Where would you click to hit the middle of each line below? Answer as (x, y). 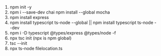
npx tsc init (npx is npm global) (40, 38)
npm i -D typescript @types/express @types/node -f (63, 33)
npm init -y (20, 7)
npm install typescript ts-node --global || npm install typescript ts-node (81, 22)
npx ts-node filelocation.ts (36, 48)
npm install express (29, 17)
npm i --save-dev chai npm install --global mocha (60, 12)
